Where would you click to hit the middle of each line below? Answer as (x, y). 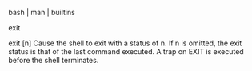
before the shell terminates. (54, 60)
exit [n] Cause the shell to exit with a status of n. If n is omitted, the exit (125, 43)
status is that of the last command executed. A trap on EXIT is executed (126, 51)
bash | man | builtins (42, 12)
